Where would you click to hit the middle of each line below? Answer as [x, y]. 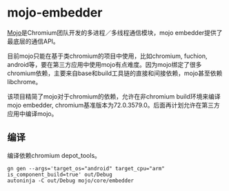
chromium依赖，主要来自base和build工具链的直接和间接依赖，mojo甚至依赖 [115, 73]
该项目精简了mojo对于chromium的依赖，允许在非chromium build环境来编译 [114, 96]
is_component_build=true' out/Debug [60, 174]
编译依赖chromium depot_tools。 [54, 155]
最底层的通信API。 [33, 41]
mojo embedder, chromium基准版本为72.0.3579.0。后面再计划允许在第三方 [113, 105]
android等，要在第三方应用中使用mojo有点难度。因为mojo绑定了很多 [104, 64]
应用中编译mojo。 [32, 113]
